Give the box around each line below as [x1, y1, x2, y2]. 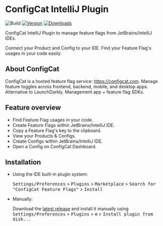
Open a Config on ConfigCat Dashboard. [12, 143, 97, 149]
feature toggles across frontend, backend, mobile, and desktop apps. [5, 83, 148, 89]
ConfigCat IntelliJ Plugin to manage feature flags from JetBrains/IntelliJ [5, 30, 152, 36]
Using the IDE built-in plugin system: [12, 171, 88, 177]
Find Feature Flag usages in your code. [12, 117, 93, 123]
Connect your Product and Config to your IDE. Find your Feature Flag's [5, 45, 151, 51]
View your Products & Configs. [12, 133, 76, 139]
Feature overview [5, 103, 61, 112]
